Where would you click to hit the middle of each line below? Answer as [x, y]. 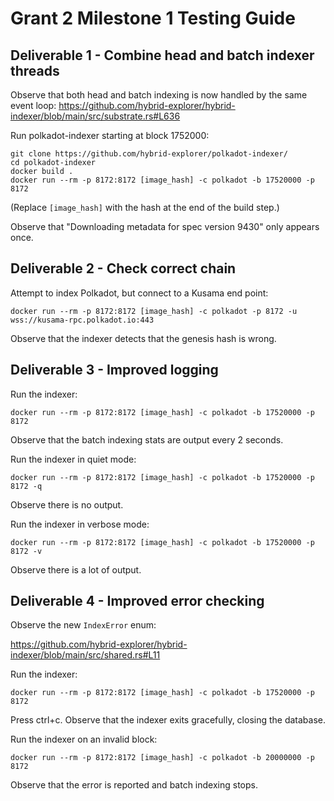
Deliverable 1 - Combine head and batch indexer [162, 55]
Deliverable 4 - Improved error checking [137, 601]
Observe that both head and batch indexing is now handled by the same [159, 95]
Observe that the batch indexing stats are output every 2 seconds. [147, 439]
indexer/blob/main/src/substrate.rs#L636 [95, 116]
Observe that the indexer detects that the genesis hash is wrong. [143, 338]
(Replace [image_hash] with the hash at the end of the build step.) [145, 207]
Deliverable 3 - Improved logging [114, 370]
